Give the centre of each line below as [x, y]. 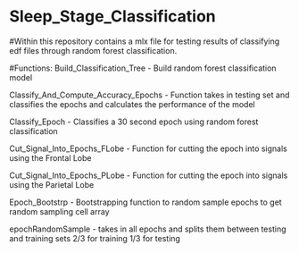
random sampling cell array [59, 211]
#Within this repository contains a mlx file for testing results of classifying [145, 41]
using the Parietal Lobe [52, 184]
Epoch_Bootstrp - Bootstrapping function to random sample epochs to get [146, 202]
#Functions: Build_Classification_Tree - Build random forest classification [143, 68]
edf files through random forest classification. [93, 50]
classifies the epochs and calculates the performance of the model [133, 104]
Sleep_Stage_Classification [112, 17]
